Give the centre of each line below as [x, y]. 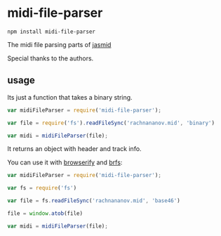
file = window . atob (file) [45, 214]
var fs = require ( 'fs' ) [42, 188]
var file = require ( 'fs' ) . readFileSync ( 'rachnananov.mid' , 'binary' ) [111, 123]
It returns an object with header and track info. [74, 149]
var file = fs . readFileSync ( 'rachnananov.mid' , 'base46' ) [94, 201]
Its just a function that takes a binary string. [70, 97]
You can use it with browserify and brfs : [65, 162]
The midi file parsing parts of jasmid [59, 44]
